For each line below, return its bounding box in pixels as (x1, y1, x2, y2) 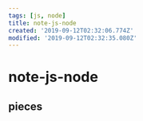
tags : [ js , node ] (8, 11, 66, 20)
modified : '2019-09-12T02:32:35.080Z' (8, 33, 137, 42)
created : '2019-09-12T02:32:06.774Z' (8, 26, 134, 34)
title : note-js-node (8, 19, 77, 27)
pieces (8, 100, 43, 113)
